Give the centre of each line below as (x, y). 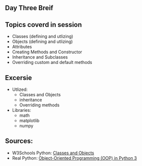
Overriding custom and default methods (52, 62)
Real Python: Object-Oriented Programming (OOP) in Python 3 (74, 158)
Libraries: (22, 110)
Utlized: (20, 89)
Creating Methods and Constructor (47, 52)
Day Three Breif (29, 8)
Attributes (22, 47)
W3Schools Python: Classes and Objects (53, 153)
